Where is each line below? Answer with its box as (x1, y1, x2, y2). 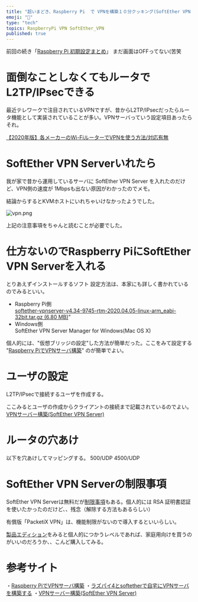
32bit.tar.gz (14, 313, 43, 321)
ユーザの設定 (6, 370, 69, 384)
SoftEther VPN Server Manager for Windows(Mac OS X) (14, 327, 151, 334)
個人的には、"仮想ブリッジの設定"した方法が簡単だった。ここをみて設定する (6, 339, 193, 346)
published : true (6, 31, 46, 37)
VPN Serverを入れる (6, 259, 106, 273)
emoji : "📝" (6, 14, 33, 20)
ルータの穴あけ (6, 434, 79, 447)
